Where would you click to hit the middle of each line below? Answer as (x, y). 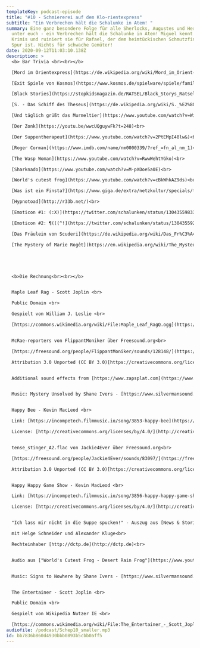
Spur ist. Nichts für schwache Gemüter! (62, 45)
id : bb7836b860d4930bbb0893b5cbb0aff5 (54, 635)
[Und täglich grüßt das (41, 116)
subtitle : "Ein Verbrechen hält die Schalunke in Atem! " (79, 23)
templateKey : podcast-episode (44, 12)
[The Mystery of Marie (40, 245)
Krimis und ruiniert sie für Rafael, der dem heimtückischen (89, 39)
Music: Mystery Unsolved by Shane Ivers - (65, 394)
